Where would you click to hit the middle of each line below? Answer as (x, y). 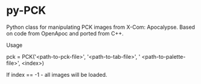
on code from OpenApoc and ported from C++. (65, 33)
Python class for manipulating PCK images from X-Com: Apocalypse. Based (101, 27)
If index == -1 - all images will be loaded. (57, 74)
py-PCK (26, 10)
